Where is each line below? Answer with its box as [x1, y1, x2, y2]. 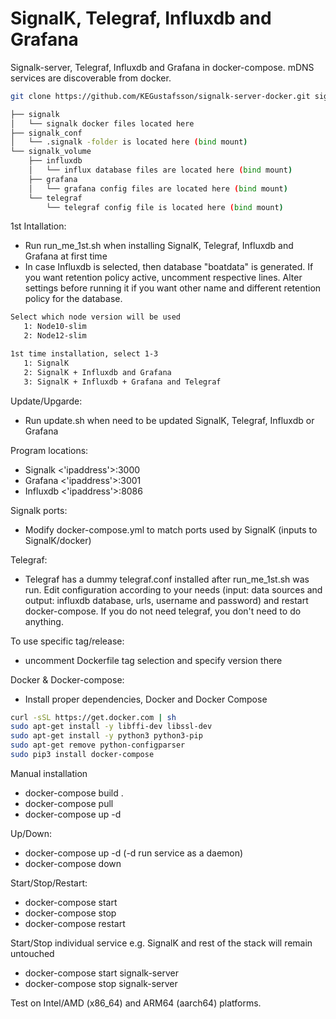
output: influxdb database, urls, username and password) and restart [24, 594, 309, 606]
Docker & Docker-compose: [10, 673, 125, 686]
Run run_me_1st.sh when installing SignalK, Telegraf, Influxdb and [24, 240, 294, 252]
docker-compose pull [24, 797, 114, 809]
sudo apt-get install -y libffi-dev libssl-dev [10, 722, 213, 732]
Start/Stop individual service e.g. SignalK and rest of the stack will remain [10, 937, 313, 949]
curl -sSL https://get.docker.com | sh [10, 712, 177, 722]
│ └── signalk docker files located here [10, 118, 195, 129]
